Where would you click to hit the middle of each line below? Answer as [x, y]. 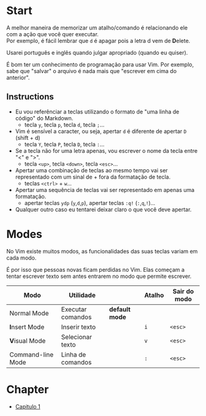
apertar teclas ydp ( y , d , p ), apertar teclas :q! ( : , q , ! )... [90, 202]
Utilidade [82, 295]
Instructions [30, 97]
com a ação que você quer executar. [53, 34]
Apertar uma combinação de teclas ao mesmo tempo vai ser [91, 170]
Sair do [183, 291]
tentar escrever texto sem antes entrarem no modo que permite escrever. [99, 276]
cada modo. [21, 258]
